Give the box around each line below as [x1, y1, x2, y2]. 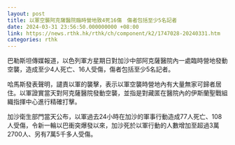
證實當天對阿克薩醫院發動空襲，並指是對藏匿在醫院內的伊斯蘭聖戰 [31, 89, 222, 97]
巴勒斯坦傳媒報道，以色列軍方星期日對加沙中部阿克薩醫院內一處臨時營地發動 [7, 57, 228, 65]
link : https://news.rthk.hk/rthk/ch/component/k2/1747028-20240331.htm [7, 29, 220, 37]
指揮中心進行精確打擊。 [13, 97, 81, 106]
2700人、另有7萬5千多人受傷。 [7, 130, 97, 139]
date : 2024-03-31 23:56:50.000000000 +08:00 [7, 23, 139, 30]
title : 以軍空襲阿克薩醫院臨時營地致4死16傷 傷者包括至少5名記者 [7, 17, 177, 24]
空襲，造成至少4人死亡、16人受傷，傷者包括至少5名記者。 [7, 65, 175, 74]
